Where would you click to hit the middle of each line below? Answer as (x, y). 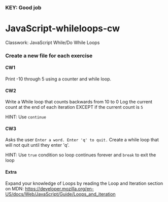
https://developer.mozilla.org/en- (59, 188)
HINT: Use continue (26, 117)
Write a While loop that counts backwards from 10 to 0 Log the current (79, 102)
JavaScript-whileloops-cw (63, 29)
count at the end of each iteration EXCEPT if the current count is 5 (74, 107)
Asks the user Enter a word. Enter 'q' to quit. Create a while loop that (82, 140)
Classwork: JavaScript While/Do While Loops (53, 43)
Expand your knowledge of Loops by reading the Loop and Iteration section (84, 183)
